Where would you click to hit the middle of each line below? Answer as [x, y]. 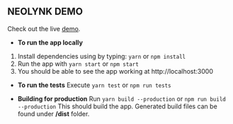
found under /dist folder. [53, 113]
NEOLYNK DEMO [45, 12]
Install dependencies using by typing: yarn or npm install [102, 56]
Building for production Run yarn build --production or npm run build [122, 98]
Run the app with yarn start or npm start [78, 64]
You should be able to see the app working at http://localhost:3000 [115, 71]
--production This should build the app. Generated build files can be [117, 106]
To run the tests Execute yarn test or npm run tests [94, 85]
